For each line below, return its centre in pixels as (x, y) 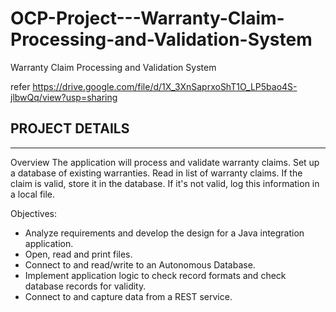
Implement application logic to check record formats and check (155, 275)
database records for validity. (85, 286)
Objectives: (33, 213)
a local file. (33, 194)
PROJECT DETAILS (70, 128)
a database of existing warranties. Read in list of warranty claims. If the (156, 173)
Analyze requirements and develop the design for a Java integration (164, 233)
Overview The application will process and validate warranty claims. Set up (165, 162)
